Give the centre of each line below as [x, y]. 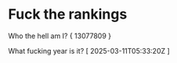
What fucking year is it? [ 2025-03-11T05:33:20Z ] [89, 51]
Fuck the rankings [68, 14]
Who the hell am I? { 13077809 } [60, 36]
